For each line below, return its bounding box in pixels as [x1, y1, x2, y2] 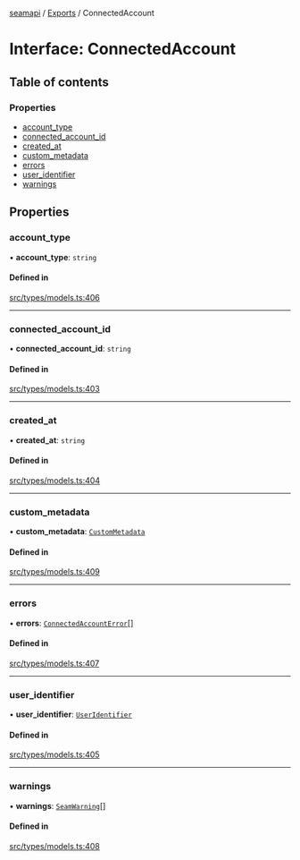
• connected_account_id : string [9, 344, 131, 354]
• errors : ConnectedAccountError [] [9, 617, 134, 628]
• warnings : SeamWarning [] [9, 800, 106, 811]
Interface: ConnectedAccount [9, 39, 237, 59]
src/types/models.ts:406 [9, 292, 100, 302]
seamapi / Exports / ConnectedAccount [9, 8, 154, 18]
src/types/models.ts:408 [9, 840, 100, 851]
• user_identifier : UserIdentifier [9, 709, 132, 720]
